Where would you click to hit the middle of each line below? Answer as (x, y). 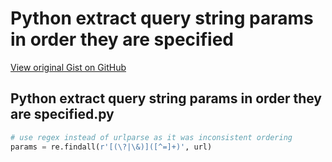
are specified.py (62, 114)
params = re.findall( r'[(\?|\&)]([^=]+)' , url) (111, 147)
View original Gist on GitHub (68, 67)
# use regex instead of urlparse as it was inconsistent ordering (151, 137)
